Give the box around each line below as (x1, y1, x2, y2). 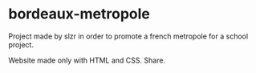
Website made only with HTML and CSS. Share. (8, 55, 166, 65)
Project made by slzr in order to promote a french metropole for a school (8, 31, 249, 41)
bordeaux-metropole (8, 5, 151, 23)
